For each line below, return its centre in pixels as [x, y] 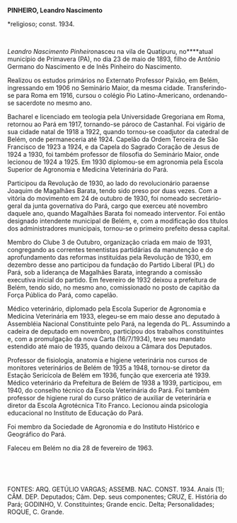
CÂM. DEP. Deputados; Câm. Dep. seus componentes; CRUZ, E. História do [117, 497]
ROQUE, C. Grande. [36, 512]
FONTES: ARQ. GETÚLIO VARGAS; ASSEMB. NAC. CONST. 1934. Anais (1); [116, 489]
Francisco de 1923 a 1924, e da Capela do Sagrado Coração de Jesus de [114, 147]
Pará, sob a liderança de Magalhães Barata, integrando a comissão [105, 272]
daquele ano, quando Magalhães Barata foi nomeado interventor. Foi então [116, 213]
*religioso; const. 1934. [41, 24]
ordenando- [210, 95]
